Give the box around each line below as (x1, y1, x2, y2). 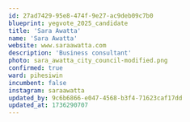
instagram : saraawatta (8, 86, 85, 95)
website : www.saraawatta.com (8, 42, 107, 50)
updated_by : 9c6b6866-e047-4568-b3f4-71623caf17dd (8, 94, 183, 102)
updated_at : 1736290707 (8, 101, 89, 109)
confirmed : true (8, 64, 63, 72)
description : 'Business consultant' (8, 49, 132, 57)
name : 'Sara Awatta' (8, 34, 78, 43)
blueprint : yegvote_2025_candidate (8, 19, 129, 27)
